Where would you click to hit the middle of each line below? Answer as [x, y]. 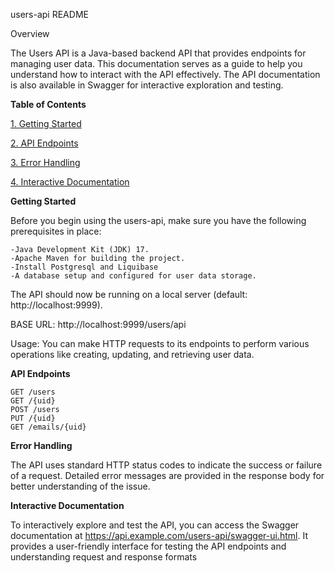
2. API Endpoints [44, 143]
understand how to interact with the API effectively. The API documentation [165, 74]
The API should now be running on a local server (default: [129, 294]
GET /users [33, 392]
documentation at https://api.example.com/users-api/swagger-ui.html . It [159, 535]
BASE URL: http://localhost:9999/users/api [98, 324]
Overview [30, 33]
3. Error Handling [45, 162]
